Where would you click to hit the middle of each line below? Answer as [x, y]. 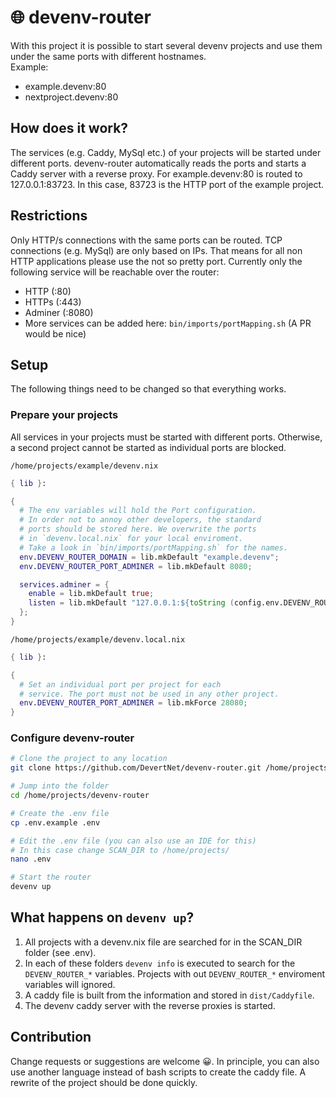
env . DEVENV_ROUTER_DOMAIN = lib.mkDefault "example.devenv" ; [149, 557]
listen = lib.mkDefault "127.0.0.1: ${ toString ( [131, 603]
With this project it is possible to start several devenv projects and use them [166, 45]
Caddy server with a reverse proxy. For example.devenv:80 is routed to [156, 173]
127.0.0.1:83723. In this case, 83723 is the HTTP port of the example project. [167, 184]
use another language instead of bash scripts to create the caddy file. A [158, 1072]
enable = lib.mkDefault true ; [91, 594]
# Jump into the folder [60, 786]
